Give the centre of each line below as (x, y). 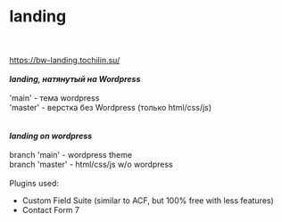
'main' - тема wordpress (54, 98)
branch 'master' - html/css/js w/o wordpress (91, 164)
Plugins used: (34, 183)
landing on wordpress (51, 136)
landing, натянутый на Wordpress (75, 78)
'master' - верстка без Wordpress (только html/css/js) (111, 107)
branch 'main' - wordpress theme (70, 154)
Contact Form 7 (51, 210)
